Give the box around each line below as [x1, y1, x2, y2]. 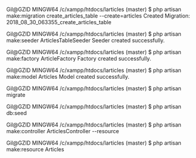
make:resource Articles [6, 146, 65, 153]
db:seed [6, 110, 27, 116]
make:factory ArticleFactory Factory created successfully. [6, 55, 152, 62]
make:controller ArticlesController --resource [6, 128, 120, 134]
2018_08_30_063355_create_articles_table [6, 19, 112, 25]
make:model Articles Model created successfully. [6, 73, 130, 80]
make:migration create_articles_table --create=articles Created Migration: [6, 12, 191, 19]
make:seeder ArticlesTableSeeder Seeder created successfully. [6, 37, 165, 44]
